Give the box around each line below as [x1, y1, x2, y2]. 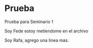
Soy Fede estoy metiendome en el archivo [4, 28, 88, 34]
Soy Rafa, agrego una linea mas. [4, 37, 69, 43]
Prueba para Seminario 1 [4, 19, 54, 24]
